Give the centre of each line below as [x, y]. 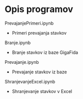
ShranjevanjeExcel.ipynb [30, 81]
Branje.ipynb [18, 42]
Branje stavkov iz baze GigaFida [45, 52]
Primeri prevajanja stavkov [39, 33]
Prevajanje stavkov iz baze [39, 72]
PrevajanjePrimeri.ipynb [29, 23]
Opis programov [39, 9]
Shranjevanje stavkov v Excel [42, 91]
